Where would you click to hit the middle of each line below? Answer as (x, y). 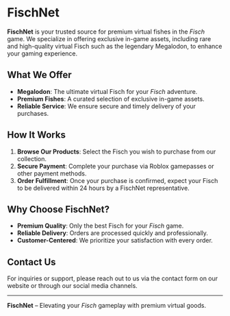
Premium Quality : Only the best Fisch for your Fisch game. (100, 226)
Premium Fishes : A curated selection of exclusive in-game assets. (111, 99)
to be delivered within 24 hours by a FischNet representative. (103, 188)
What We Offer (39, 75)
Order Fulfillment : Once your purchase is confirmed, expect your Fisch (117, 180)
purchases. (33, 113)
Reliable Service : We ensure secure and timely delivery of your (106, 106)
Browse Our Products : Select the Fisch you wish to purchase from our (116, 151)
